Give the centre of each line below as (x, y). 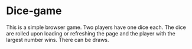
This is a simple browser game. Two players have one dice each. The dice (96, 27)
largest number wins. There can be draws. (58, 40)
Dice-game (34, 11)
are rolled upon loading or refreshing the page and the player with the (91, 33)
